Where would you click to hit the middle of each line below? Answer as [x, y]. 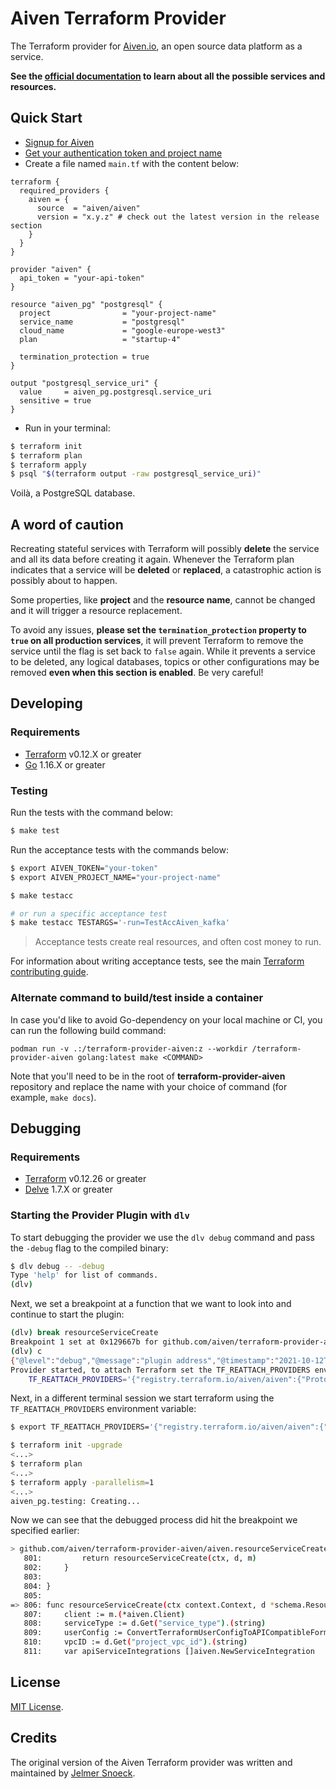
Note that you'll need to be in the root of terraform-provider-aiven [148, 1076]
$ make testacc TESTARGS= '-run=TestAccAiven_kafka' [120, 923]
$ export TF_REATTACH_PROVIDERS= [80, 1427]
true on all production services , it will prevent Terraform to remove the [157, 641]
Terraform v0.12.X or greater [83, 754]
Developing [46, 703]
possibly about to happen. [64, 581]
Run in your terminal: [67, 428]
